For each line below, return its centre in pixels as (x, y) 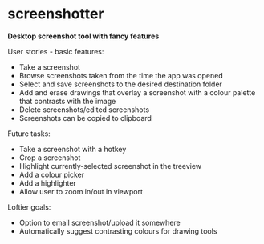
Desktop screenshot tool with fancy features (83, 36)
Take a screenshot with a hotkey (73, 149)
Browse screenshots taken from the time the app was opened (121, 75)
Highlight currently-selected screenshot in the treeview (110, 166)
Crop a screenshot (50, 158)
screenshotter (56, 14)
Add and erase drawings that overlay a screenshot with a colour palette (137, 92)
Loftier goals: (29, 207)
